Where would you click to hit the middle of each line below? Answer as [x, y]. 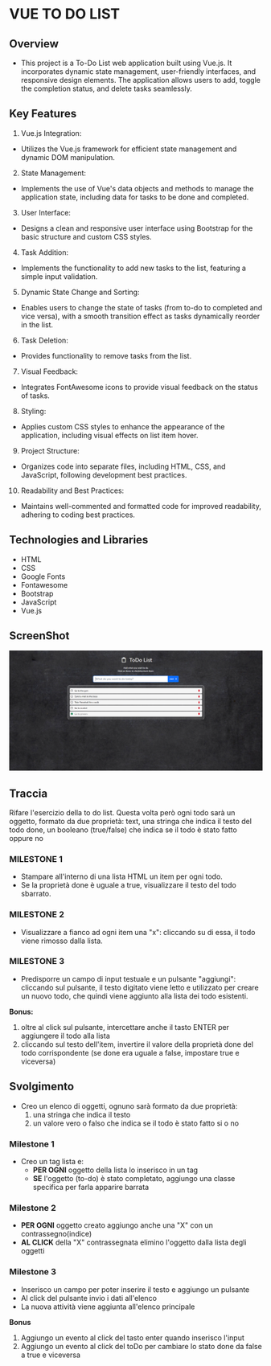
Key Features [43, 114]
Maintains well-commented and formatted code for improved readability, [141, 506]
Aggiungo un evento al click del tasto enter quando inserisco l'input [132, 1337]
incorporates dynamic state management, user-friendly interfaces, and [138, 72]
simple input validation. [59, 276]
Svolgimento [42, 1087]
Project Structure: [50, 450]
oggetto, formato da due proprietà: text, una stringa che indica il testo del [131, 821]
